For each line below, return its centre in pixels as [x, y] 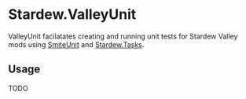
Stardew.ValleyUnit [72, 15]
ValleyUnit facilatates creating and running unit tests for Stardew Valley [123, 36]
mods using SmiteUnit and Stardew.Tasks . [76, 44]
